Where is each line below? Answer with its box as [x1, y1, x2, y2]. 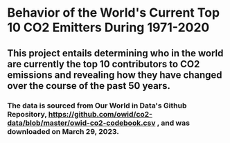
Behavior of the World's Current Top [7, 5, 220, 21]
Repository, [7, 109, 47, 119]
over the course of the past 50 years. [7, 80, 171, 92]
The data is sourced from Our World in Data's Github [7, 101, 187, 110]
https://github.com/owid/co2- [48, 109, 153, 119]
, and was [157, 118, 191, 128]
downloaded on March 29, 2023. [7, 126, 119, 136]
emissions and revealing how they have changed [7, 69, 223, 81]
